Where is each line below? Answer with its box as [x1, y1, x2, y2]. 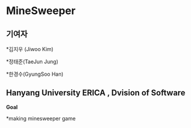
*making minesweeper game [6, 114, 76, 122]
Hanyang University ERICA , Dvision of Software [6, 88, 186, 98]
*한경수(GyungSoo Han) [6, 70, 63, 78]
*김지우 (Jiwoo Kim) [6, 46, 54, 52]
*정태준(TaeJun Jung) [6, 58, 59, 65]
